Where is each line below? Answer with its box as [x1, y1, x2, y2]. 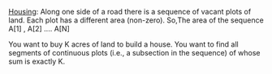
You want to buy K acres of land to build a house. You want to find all [8, 39, 239, 49]
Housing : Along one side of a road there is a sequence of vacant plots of [8, 7, 252, 16]
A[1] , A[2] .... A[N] [8, 24, 71, 33]
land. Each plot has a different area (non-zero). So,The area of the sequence [8, 15, 264, 25]
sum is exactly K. [8, 56, 66, 66]
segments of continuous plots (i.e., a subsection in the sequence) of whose [8, 48, 261, 57]
